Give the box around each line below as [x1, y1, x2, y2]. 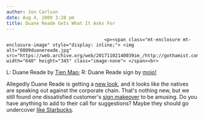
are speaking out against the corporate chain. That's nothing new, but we [6, 87, 189, 94]
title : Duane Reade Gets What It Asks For [6, 20, 115, 26]
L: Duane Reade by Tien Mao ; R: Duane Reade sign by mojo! [6, 69, 157, 76]
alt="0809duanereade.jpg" [6, 47, 72, 53]
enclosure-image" [6, 42, 50, 49]
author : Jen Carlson [6, 8, 59, 15]
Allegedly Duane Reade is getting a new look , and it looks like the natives [6, 80, 189, 88]
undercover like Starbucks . [6, 106, 74, 114]
